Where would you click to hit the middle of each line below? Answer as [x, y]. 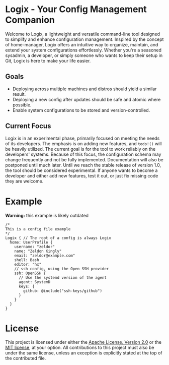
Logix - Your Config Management [76, 9]
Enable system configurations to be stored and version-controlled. [81, 110]
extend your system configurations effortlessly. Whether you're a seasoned [83, 50]
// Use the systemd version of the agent [63, 278]
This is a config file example [38, 229]
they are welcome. [24, 181]
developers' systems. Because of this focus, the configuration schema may [83, 154]
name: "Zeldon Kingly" [38, 251]
